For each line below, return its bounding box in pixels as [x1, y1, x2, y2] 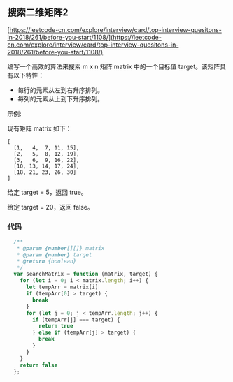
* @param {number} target [16, 251, 92, 258]
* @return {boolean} [16, 258, 77, 265]
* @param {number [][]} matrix [16, 244, 105, 251]
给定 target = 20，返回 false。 [7, 203, 94, 211]
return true [38, 323, 73, 330]
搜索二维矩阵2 [7, 6, 69, 19]
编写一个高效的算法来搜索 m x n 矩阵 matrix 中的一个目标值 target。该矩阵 [7, 62, 220, 71]
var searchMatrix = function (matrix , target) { [13, 271, 158, 278]
